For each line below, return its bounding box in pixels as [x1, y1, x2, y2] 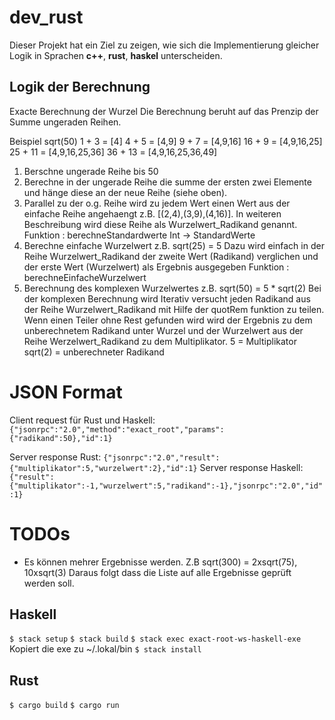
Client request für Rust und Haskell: [9, 414, 156, 426]
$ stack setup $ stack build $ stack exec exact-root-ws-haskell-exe [9, 634, 302, 645]
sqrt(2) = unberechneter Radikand [23, 346, 165, 358]
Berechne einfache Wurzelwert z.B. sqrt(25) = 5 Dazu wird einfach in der [23, 239, 325, 251]
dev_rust [9, 6, 84, 29]
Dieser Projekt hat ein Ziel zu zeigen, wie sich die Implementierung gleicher [9, 39, 320, 51]
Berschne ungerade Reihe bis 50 [23, 165, 159, 177]
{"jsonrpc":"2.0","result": [103, 452, 221, 463]
